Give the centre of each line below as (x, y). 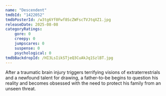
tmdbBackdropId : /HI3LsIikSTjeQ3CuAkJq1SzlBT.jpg (59, 58)
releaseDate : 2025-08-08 (32, 24)
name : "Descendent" (26, 10)
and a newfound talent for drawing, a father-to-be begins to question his (82, 78)
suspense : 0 (27, 48)
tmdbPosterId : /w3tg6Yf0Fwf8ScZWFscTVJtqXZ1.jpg (58, 20)
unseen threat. (21, 89)
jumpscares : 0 (29, 44)
